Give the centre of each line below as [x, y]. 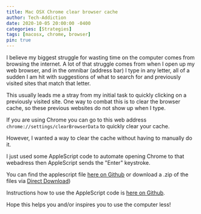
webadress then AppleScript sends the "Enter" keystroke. [78, 163]
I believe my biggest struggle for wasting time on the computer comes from [101, 57]
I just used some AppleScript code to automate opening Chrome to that [95, 156]
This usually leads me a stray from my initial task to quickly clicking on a [97, 95]
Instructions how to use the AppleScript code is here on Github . [86, 193]
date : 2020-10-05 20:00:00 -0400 [49, 23]
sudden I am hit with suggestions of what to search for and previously [94, 77]
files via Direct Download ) [39, 181]
